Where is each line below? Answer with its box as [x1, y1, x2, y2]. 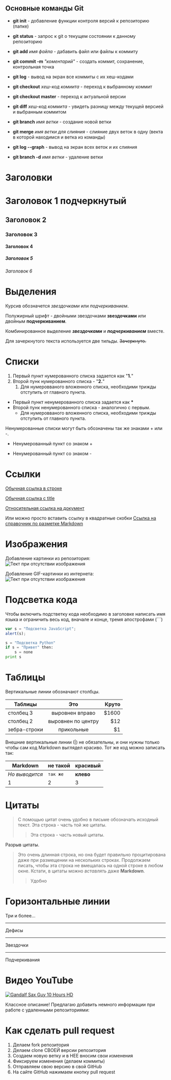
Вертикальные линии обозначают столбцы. [5, 688, 100, 694]
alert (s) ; [5, 631, 26, 636]
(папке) [12, 23, 29, 29]
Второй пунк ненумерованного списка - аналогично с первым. [12, 404, 151, 411]
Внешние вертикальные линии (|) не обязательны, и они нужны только [5, 739, 160, 745]
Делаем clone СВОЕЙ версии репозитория [12, 1047, 106, 1053]
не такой [47, 762, 70, 769]
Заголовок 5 [5, 255, 33, 261]
